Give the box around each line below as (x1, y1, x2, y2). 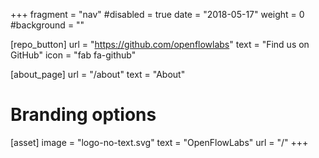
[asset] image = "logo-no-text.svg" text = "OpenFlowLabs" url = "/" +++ (10, 136, 309, 148)
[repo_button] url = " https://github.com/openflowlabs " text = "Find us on (10, 39, 310, 50)
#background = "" (10, 19, 85, 31)
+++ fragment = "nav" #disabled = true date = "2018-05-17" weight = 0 (10, 9, 305, 20)
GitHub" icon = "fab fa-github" (10, 49, 137, 61)
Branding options (10, 104, 157, 126)
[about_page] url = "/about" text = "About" (10, 69, 186, 80)
